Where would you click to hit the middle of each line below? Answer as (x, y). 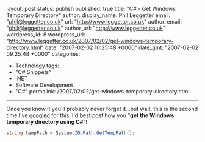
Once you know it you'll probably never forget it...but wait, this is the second (102, 109)
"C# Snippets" (33, 72)
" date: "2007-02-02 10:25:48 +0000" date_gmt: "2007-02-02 (120, 47)
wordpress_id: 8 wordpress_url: (46, 35)
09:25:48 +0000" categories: (43, 54)
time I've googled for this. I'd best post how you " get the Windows (90, 115)
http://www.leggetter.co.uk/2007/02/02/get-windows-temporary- (91, 41)
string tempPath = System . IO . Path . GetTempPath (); (71, 133)
